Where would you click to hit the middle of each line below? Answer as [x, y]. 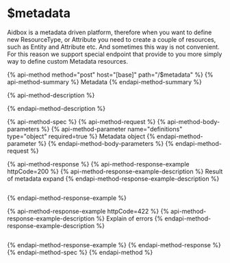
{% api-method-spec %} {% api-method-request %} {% [87, 121]
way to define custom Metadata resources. [68, 61]
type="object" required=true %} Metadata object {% [81, 136]
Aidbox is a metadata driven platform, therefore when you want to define [110, 32]
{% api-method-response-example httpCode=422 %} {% [88, 211]
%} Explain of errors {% [130, 218]
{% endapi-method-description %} [56, 108]
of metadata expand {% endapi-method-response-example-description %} [113, 178]
